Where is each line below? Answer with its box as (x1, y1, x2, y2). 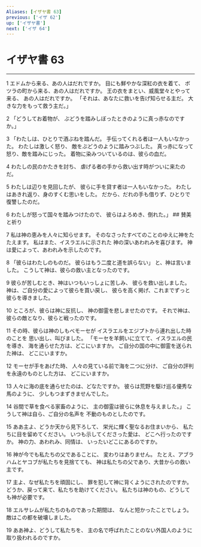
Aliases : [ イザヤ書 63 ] (6, 8, 62, 15)
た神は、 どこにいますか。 (6, 350, 71, 357)
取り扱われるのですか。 (6, 534, 64, 542)
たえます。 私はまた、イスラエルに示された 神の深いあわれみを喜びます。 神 (6, 239, 193, 246)
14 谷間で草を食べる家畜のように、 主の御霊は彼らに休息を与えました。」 (6, 403, 185, 410)
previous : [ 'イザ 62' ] (6, 14, 61, 20)
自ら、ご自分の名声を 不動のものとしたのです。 (32, 410, 149, 417)
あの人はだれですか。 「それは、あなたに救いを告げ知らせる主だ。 (23, 95, 187, 102)
